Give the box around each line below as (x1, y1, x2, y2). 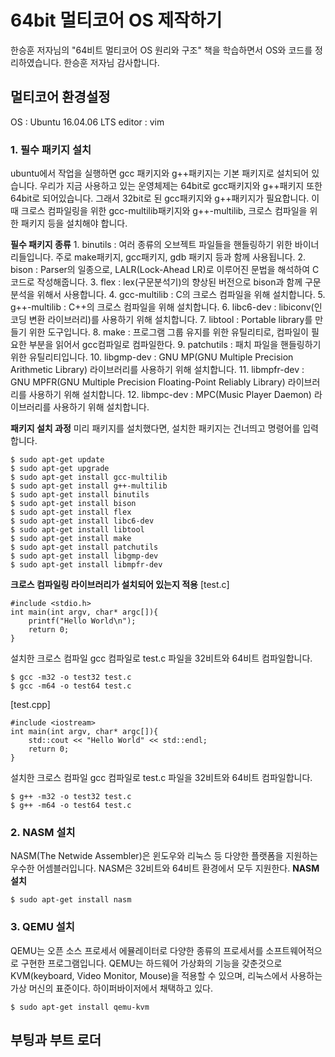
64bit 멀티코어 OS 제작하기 (10, 9, 223, 32)
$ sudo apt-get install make (10, 534, 132, 544)
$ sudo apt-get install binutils (10, 490, 150, 500)
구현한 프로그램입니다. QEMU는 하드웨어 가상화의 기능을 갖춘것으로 (20, 957, 283, 969)
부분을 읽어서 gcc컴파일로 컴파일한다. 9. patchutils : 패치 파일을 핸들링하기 (28, 339, 322, 351)
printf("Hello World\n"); (28, 616, 137, 626)
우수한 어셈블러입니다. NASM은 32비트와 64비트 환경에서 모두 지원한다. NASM (10, 862, 320, 875)
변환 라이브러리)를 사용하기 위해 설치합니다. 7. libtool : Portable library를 (28, 314, 313, 326)
